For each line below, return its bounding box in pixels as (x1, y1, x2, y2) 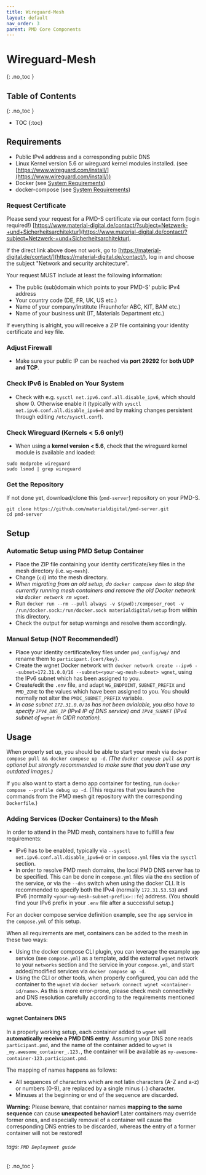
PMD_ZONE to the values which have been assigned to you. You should (15, 688, 189, 695)
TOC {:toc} (15, 119, 43, 126)
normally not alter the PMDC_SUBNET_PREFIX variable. (15, 694, 145, 702)
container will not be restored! (6, 1129, 82, 1136)
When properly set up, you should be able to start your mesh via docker (6, 748, 188, 756)
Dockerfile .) (6, 799, 38, 807)
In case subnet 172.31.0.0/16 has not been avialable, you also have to (15, 701, 195, 708)
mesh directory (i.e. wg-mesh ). (15, 567, 90, 574)
